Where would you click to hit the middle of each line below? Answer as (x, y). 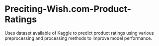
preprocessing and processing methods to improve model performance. (79, 38)
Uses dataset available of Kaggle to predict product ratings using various (79, 33)
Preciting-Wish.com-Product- (68, 9)
